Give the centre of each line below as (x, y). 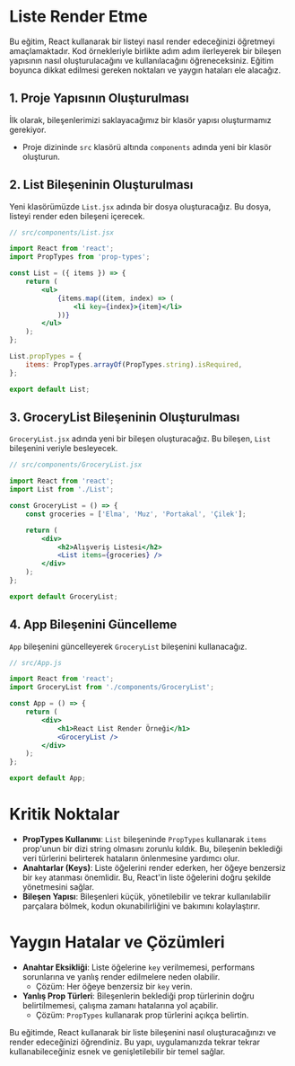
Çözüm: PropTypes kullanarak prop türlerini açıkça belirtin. (142, 1015)
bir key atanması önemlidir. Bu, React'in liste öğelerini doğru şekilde (147, 877)
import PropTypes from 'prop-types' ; (80, 257)
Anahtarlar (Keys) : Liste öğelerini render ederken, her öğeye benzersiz (154, 868)
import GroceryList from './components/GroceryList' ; (112, 688)
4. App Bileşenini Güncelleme (93, 625)
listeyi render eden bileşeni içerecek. (77, 216)
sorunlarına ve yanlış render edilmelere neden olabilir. (121, 976)
